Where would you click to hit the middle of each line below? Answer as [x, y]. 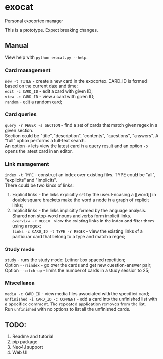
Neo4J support [27, 347]
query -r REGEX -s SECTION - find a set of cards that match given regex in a [81, 125]
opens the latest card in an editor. [39, 151]
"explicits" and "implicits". [31, 180]
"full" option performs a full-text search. [46, 141]
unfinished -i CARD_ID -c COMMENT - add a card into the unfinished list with [81, 299]
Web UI [20, 352]
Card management [28, 70]
